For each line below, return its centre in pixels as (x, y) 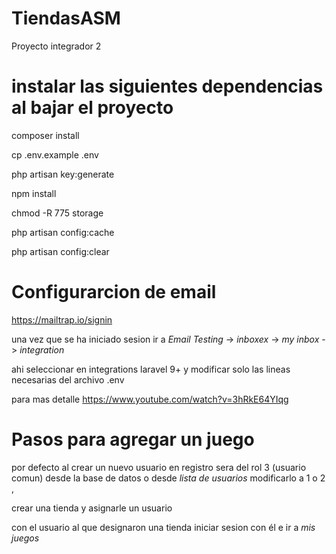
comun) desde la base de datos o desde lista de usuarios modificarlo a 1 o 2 (168, 478)
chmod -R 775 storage (57, 213)
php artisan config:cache (63, 232)
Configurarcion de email (114, 292)
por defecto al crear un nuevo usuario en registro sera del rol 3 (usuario (159, 467)
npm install (34, 193)
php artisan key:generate (63, 174)
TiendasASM (66, 18)
